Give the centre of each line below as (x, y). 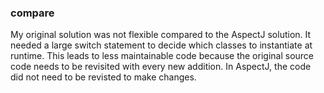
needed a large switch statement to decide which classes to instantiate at (161, 45)
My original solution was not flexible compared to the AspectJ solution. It (161, 35)
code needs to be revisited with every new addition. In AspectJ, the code (161, 67)
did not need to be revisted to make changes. (103, 77)
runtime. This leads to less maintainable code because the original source (162, 56)
